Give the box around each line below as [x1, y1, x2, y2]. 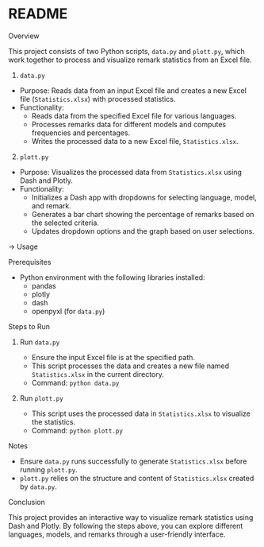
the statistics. [31, 417, 76, 426]
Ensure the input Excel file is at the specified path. [31, 352, 196, 362]
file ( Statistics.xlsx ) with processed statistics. [19, 94, 176, 103]
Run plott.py [19, 393, 63, 402]
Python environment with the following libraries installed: [19, 272, 205, 282]
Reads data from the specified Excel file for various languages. [31, 111, 237, 120]
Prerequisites [8, 257, 52, 266]
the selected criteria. [31, 218, 99, 227]
